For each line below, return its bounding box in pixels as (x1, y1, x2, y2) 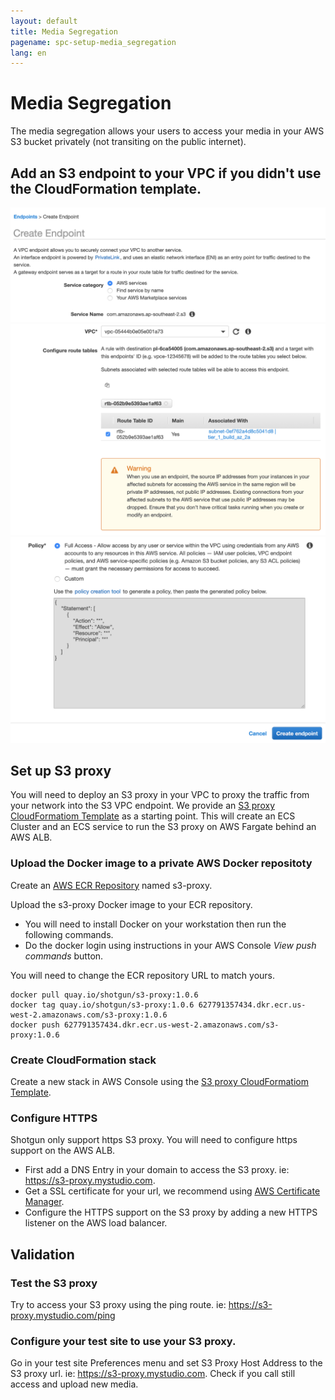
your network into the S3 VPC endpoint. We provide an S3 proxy (10, 800, 276, 812)
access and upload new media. (10, 1378, 139, 1390)
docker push (10, 1020, 60, 1030)
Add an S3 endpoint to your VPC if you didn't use (10, 165, 322, 182)
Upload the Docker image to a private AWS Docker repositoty (10, 856, 313, 870)
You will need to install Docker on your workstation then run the (24, 918, 287, 930)
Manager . (24, 1196, 65, 1208)
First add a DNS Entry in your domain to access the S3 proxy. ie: (24, 1164, 290, 1176)
